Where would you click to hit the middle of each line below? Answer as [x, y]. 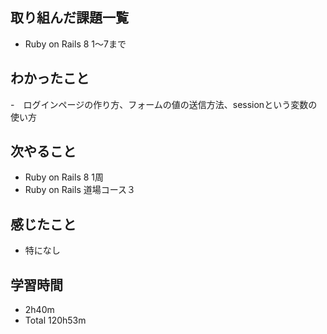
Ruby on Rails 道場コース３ [80, 190]
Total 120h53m [55, 320]
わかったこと [50, 78]
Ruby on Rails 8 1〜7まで [75, 44]
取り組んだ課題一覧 [69, 18]
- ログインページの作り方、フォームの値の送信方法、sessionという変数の [164, 104]
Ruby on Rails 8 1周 [64, 177]
